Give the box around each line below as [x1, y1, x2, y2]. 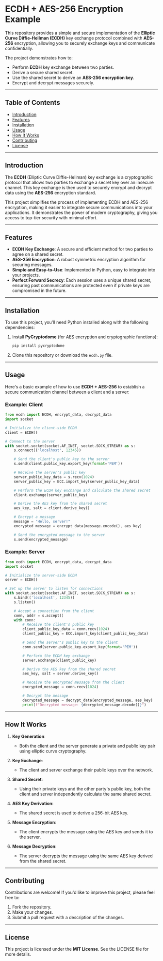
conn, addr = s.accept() [14, 613, 64, 618]
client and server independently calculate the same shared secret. [19, 791, 152, 797]
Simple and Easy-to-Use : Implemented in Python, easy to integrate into [12, 267, 156, 273]
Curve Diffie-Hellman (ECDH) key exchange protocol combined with [5, 35, 143, 41]
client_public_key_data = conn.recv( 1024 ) [22, 627, 110, 632]
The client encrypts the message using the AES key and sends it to [19, 828, 153, 834]
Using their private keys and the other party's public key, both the [19, 786, 151, 791]
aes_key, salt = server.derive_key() [22, 671, 98, 676]
